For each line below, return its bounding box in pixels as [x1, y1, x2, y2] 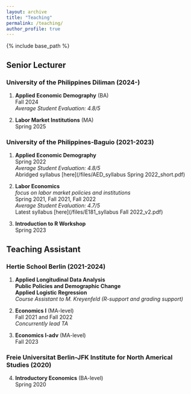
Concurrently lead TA [14, 320, 68, 327]
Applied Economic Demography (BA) [14, 91, 109, 99]
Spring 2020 [14, 381, 46, 388]
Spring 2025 [14, 122, 46, 130]
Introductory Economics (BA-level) [14, 375, 104, 382]
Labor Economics [14, 183, 60, 190]
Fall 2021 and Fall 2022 [14, 313, 73, 321]
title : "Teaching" [6, 15, 52, 21]
